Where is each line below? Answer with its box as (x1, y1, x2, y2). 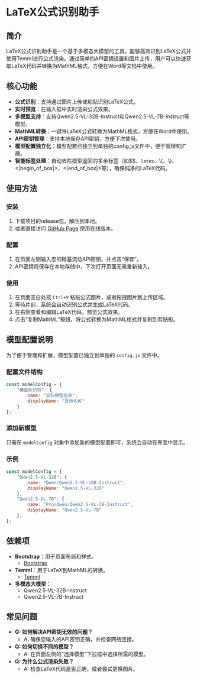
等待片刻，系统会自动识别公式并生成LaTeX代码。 (14, 301, 134, 308)
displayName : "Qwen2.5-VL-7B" (27, 507, 102, 513)
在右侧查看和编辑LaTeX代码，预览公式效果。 (14, 309, 123, 316)
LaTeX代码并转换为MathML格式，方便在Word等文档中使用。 (11, 63, 158, 69)
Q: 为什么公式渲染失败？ (14, 658, 74, 665)
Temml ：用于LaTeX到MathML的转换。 (14, 566, 108, 573)
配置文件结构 (6, 368, 43, 376)
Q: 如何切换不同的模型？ (14, 643, 74, 650)
